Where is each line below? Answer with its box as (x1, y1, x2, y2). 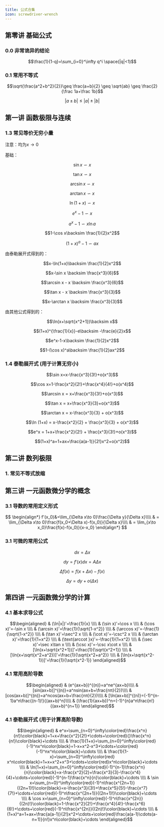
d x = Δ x (74, 549, 91, 555)
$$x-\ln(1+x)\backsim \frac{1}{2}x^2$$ (43, 261, 121, 266)
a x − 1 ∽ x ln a (68, 220, 96, 227)
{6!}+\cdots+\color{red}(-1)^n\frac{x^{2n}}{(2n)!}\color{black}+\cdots (6, 806, 147, 812)
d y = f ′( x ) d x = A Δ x (63, 559, 101, 564)
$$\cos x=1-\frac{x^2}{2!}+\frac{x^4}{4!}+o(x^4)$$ (30, 382, 134, 387)
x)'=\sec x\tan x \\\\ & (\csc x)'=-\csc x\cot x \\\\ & (32, 642, 132, 648)
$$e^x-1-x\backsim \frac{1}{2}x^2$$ (45, 338, 119, 344)
